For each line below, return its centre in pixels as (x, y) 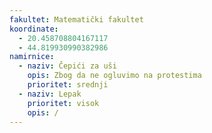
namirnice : (32, 57)
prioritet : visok (63, 103)
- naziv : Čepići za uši (67, 66)
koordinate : (34, 29)
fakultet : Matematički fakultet (76, 19)
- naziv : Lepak (50, 94)
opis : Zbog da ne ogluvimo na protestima (114, 76)
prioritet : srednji (68, 85)
